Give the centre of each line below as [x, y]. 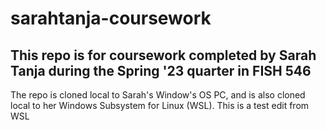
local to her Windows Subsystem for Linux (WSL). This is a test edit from [160, 105]
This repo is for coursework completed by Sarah [163, 55]
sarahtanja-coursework [111, 18]
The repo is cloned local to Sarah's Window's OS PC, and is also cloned [158, 95]
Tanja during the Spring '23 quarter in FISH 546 [161, 70]
